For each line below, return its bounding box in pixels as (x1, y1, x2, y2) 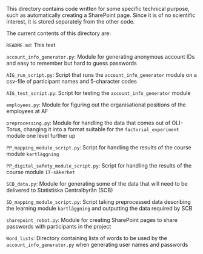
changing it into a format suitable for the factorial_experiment (23, 126, 180, 132)
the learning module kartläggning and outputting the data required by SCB (6, 205, 193, 212)
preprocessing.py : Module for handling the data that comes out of (6, 119, 171, 126)
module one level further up (6, 132, 76, 139)
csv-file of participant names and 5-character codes (6, 78, 138, 85)
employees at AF (6, 108, 48, 114)
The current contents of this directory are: (6, 30, 111, 37)
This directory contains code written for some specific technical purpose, (6, 5, 190, 12)
